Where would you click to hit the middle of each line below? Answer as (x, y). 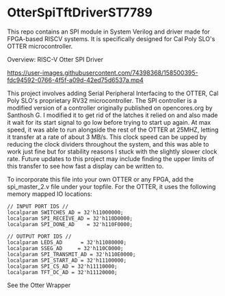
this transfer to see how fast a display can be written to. (85, 166)
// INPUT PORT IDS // (38, 206)
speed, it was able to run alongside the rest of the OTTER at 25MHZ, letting (113, 129)
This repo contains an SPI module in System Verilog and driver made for (109, 32)
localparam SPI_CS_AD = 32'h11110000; (62, 266)
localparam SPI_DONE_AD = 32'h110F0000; (70, 224)
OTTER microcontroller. (40, 46)
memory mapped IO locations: (50, 194)
